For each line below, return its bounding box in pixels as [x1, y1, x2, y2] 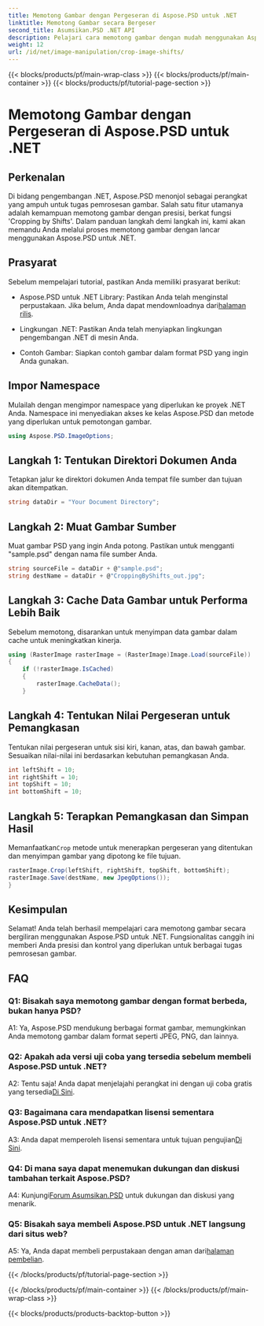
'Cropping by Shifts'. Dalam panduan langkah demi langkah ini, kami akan [8, 217, 246, 225]
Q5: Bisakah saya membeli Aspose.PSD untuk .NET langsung [8, 1218, 246, 1229]
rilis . [19, 309, 34, 318]
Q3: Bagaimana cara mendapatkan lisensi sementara [8, 1107, 214, 1118]
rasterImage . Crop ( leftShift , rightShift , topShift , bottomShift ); [8, 866, 230, 875]
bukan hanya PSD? [8, 1005, 82, 1016]
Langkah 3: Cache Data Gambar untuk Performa [8, 594, 248, 607]
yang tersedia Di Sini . [8, 1087, 75, 1097]
